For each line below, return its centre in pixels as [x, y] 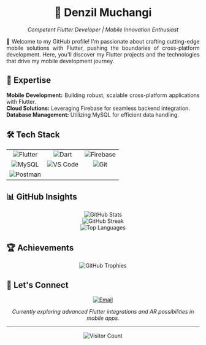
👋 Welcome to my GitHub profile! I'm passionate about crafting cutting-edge [103, 41]
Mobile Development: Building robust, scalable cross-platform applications [103, 95]
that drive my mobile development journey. [60, 61]
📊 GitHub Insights [42, 197]
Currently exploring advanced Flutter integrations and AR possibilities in [103, 312]
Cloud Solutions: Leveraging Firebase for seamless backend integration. [98, 108]
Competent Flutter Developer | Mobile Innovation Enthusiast [103, 29]
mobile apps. [103, 318]
